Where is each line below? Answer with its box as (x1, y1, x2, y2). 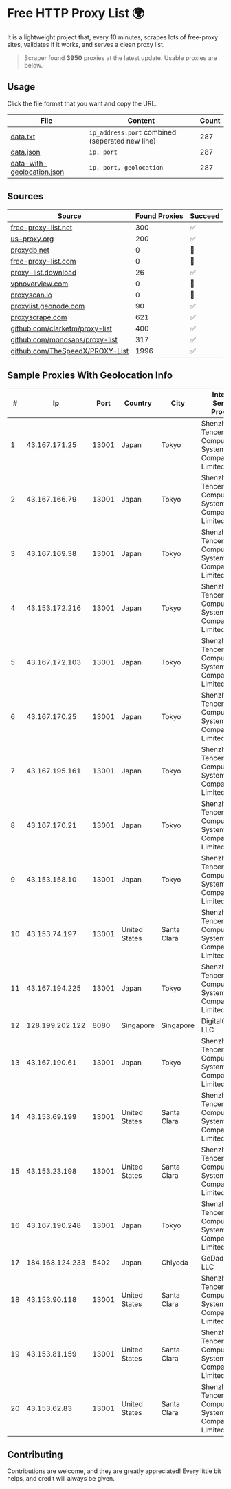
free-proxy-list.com (10, 256, 77, 266)
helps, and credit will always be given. (7, 1475, 115, 1483)
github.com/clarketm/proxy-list (10, 324, 112, 333)
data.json (10, 147, 41, 157)
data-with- (10, 158, 48, 168)
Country (124, 398, 153, 408)
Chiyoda (161, 1258, 188, 1268)
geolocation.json (10, 167, 65, 177)
